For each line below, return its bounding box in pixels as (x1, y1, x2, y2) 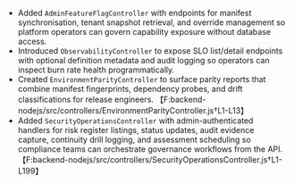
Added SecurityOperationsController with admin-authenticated (17, 115, 254, 126)
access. (17, 36, 47, 46)
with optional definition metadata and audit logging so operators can (17, 55, 270, 65)
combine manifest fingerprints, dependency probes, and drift (17, 84, 243, 94)
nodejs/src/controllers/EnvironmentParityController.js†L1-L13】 (17, 105, 248, 115)
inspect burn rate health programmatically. (17, 64, 175, 75)
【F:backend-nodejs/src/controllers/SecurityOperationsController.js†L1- (17, 155, 283, 164)
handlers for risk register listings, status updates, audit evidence (17, 125, 255, 135)
